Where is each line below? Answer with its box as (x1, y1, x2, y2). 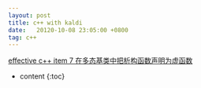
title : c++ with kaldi (8, 19, 83, 27)
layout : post (8, 11, 51, 20)
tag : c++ (8, 33, 37, 42)
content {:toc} (19, 71, 65, 81)
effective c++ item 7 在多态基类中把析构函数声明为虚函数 (8, 56, 193, 65)
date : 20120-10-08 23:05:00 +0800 (8, 26, 128, 34)
